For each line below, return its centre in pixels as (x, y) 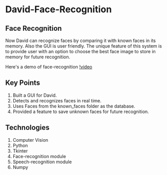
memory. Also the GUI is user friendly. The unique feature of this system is (84, 46)
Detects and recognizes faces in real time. (57, 100)
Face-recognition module (39, 156)
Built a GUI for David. (35, 95)
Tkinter (20, 151)
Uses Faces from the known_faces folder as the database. (74, 106)
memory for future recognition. (38, 57)
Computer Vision (30, 140)
